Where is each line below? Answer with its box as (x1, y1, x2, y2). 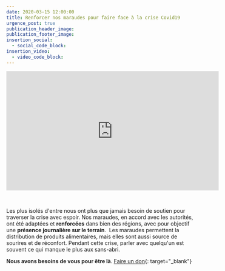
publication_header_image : (6, 25, 75, 32)
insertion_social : (6, 37, 53, 43)
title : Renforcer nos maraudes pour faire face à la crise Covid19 (6, 15, 181, 21)
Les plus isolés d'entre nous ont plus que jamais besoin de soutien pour (6, 207, 186, 214)
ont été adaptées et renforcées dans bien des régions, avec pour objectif (6, 219, 190, 227)
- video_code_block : (12, 54, 64, 60)
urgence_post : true (6, 20, 56, 26)
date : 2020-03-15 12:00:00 (6, 8, 75, 15)
